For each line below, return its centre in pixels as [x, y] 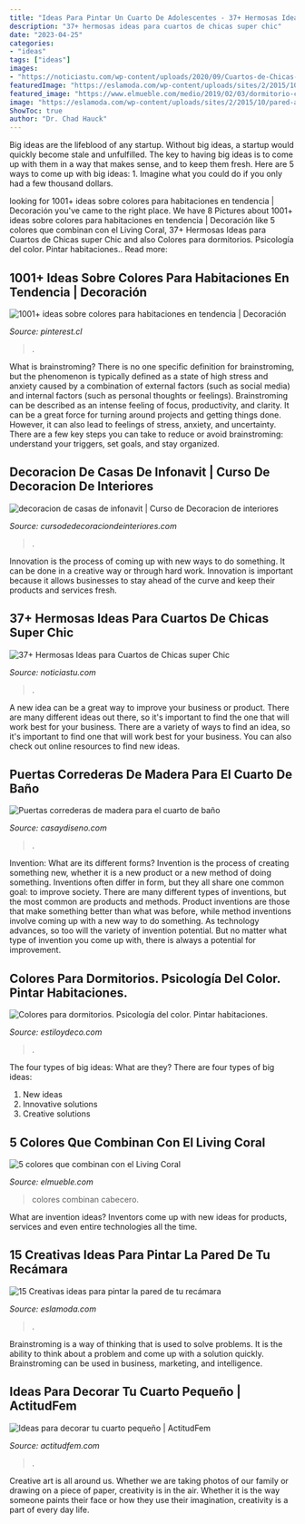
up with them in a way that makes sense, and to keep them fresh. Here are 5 [152, 164]
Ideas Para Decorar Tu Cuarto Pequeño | [125, 1392]
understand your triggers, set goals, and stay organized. [114, 443]
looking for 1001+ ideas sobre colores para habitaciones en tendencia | [142, 202]
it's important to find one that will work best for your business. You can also [151, 736]
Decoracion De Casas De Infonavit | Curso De [140, 472]
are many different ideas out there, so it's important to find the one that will [149, 717]
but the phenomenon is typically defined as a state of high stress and [139, 376]
